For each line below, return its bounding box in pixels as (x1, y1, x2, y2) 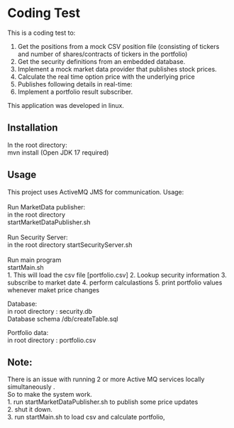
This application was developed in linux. (7, 101, 124, 109)
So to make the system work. (7, 390, 92, 399)
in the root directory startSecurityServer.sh (7, 240, 133, 249)
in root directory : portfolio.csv (7, 336, 96, 344)
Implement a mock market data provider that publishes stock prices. (17, 65, 218, 73)
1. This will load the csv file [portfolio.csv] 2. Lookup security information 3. (7, 270, 227, 279)
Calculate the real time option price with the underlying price (17, 72, 195, 81)
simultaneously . (7, 383, 55, 391)
